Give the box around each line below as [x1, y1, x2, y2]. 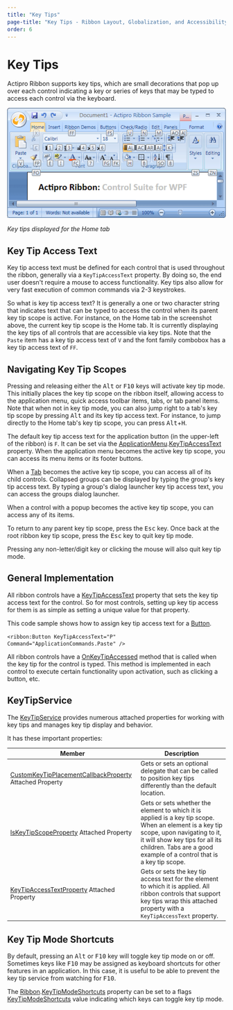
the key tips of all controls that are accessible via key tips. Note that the [7, 328, 212, 337]
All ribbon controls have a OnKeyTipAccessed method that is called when [7, 653, 217, 661]
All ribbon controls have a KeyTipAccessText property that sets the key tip [7, 591, 218, 599]
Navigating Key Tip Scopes [7, 363, 127, 375]
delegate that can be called [140, 767, 218, 775]
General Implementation [7, 573, 114, 584]
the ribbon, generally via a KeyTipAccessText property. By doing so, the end [7, 271, 222, 279]
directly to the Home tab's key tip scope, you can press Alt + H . [7, 419, 187, 427]
